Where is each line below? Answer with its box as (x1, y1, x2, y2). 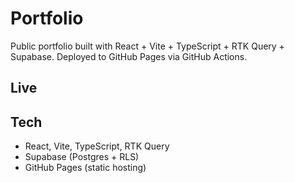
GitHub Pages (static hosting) (24, 162, 147, 174)
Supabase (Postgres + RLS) (24, 151, 140, 163)
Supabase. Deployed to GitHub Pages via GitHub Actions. (10, 50, 248, 62)
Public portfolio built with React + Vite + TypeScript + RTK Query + (10, 40, 285, 52)
